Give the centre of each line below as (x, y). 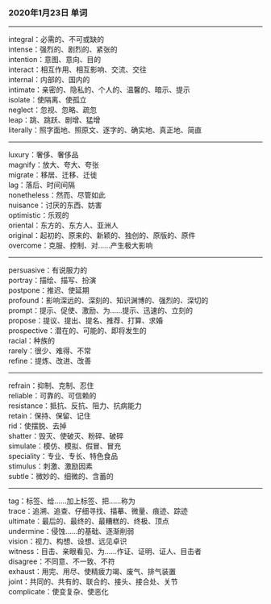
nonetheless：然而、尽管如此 (57, 195)
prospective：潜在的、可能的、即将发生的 (77, 331)
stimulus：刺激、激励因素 (50, 466)
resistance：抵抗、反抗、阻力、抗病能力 (75, 406)
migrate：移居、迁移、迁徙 (53, 175)
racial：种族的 (31, 341)
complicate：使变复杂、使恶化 (58, 592)
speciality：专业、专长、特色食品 (63, 456)
